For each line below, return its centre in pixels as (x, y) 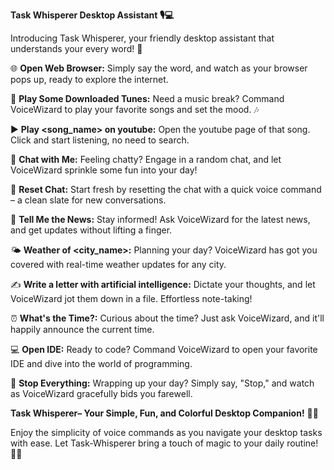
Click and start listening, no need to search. (100, 140)
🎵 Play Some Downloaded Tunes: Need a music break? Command (147, 98)
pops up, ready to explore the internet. (89, 79)
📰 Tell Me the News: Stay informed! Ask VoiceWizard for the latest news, (160, 219)
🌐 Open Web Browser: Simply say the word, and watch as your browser (159, 68)
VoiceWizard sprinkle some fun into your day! (104, 170)
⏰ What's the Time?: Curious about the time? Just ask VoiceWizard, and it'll (167, 318)
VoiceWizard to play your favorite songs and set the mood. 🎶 (135, 109)
